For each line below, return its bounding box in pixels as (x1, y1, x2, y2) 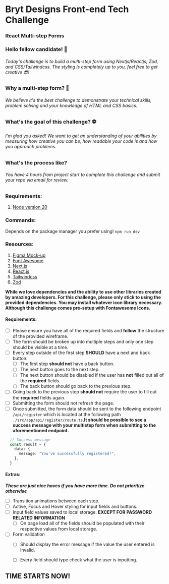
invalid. (20, 547, 35, 553)
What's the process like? (5, 159, 68, 166)
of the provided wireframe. (12, 333, 69, 339)
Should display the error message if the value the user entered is (20, 541, 155, 548)
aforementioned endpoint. (12, 427, 69, 433)
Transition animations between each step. (12, 498, 100, 504)
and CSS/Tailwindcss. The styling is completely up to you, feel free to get (5, 64, 158, 70)
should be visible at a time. (12, 344, 69, 351)
